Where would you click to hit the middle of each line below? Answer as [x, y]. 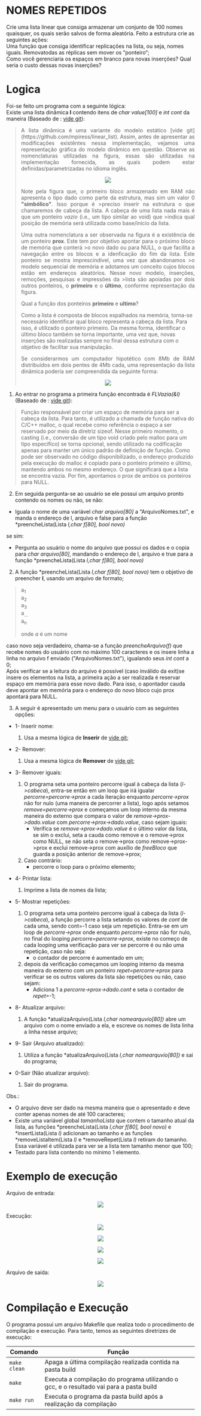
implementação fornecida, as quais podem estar [108, 162]
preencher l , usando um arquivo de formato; [69, 578]
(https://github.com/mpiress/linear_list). [70, 137]
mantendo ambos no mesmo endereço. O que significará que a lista [104, 469]
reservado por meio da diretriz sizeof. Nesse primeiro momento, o [102, 431]
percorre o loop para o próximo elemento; [84, 866]
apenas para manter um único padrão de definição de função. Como [105, 450]
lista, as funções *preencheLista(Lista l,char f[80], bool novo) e [93, 1127]
